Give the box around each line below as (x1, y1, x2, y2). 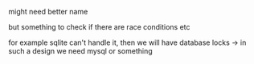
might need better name (8, 7, 88, 16)
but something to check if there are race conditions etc (8, 22, 190, 31)
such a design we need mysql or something (8, 46, 153, 55)
